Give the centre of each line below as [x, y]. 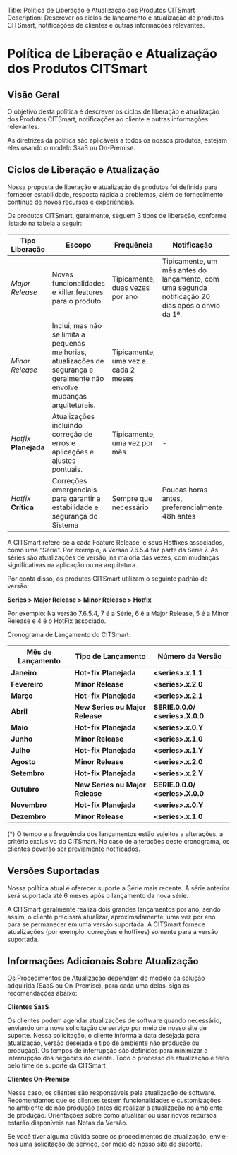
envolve [65, 387]
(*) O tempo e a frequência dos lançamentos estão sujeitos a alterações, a [115, 834]
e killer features [78, 292]
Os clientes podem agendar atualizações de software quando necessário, [115, 1021]
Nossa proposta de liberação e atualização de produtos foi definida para [113, 187]
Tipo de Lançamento [110, 656]
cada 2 [123, 370]
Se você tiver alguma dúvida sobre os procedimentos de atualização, [108, 1137]
